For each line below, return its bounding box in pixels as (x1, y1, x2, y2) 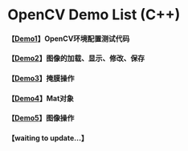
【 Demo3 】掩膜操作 (7, 73, 75, 83)
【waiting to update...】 (7, 133, 89, 142)
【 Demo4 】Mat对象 (7, 93, 74, 103)
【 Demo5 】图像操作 (7, 113, 75, 123)
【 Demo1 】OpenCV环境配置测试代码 (7, 34, 130, 43)
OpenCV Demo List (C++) (7, 6, 181, 24)
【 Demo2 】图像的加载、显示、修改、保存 (7, 54, 145, 63)
